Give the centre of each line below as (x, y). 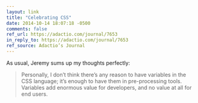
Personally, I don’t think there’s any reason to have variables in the (104, 75)
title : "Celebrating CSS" (39, 18)
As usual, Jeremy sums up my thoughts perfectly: (68, 63)
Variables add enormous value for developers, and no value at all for (106, 87)
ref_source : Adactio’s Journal (46, 46)
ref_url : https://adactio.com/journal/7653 (62, 35)
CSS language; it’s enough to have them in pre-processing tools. (101, 81)
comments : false (27, 29)
